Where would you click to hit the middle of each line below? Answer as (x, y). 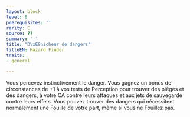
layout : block (24, 11)
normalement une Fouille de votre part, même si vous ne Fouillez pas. (91, 108)
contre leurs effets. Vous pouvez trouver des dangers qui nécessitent (90, 101)
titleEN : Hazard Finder (35, 50)
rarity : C (18, 28)
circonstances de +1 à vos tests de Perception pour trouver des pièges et (95, 89)
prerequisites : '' (29, 22)
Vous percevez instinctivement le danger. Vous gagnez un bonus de (89, 82)
